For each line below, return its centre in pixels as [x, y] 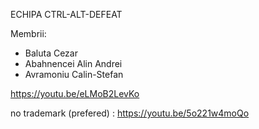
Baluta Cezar [51, 53]
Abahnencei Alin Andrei [73, 63]
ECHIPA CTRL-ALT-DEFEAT [66, 14]
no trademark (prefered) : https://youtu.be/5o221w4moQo [130, 113]
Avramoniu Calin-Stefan [74, 74]
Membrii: [28, 33]
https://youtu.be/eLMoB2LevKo [75, 93]
